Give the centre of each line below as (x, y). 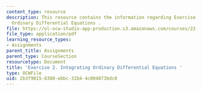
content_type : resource (36, 12)
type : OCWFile (24, 73)
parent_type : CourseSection (42, 56)
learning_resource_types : (39, 40)
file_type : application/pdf (42, 34)
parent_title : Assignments (40, 51)
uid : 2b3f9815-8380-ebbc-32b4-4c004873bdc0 (62, 78)
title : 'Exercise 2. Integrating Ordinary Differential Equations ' (94, 67)
